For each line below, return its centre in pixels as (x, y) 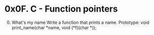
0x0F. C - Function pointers (61, 9)
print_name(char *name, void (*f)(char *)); (54, 27)
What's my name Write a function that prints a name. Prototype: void (80, 22)
